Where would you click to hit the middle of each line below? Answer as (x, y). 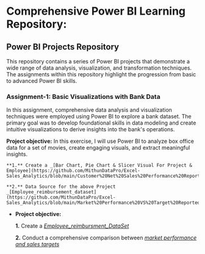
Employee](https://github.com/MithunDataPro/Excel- (73, 171)
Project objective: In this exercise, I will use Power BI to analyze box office (100, 141)
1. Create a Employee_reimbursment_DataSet (72, 226)
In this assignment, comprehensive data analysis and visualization (89, 110)
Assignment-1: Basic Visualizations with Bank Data (83, 96)
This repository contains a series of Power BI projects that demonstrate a (98, 61)
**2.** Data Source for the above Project (61, 187)
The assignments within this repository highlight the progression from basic (101, 74)
